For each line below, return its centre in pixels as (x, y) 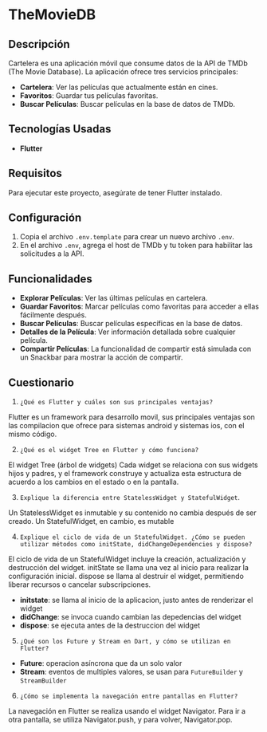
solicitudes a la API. (52, 254)
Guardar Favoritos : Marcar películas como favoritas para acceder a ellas (139, 307)
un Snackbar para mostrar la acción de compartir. (101, 357)
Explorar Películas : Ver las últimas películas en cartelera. (114, 298)
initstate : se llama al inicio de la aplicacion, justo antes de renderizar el (136, 600)
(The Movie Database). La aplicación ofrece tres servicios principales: (124, 72)
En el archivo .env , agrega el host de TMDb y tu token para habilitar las (136, 246)
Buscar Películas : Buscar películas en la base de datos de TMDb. (128, 104)
